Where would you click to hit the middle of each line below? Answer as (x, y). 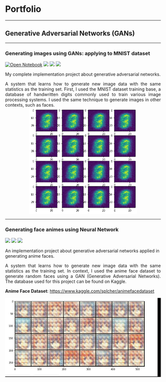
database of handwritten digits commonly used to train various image (83, 95)
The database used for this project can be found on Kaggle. (66, 281)
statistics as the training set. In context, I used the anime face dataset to (83, 271)
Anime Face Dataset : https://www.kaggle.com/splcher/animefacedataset (80, 291)
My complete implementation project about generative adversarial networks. (83, 74)
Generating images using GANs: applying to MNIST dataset (78, 53)
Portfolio (23, 9)
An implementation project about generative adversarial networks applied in (82, 251)
